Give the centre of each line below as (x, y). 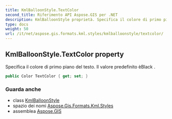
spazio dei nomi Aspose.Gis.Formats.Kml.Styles (63, 106)
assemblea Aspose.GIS (37, 111)
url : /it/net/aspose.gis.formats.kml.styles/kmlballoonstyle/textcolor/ (84, 34)
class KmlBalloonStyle (36, 100)
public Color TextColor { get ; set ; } (47, 76)
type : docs (17, 24)
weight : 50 (17, 29)
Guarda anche (23, 89)
